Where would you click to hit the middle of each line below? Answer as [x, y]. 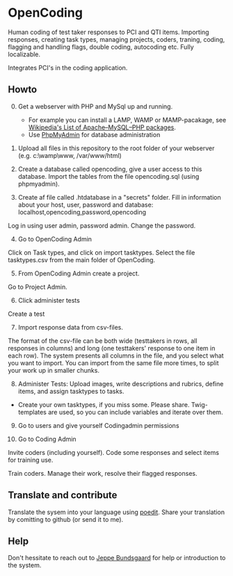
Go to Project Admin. [38, 287]
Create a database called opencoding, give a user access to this [110, 169]
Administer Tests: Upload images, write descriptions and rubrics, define [121, 383]
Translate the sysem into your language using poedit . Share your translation [116, 512]
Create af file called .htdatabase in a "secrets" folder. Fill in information [119, 197]
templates [32, 412]
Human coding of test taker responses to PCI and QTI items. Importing [109, 32]
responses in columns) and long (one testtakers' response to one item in [112, 348]
